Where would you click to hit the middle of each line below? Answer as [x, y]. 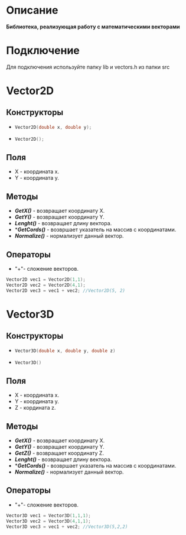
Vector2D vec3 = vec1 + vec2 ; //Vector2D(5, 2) [66, 290]
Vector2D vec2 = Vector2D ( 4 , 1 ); [46, 285]
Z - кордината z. [35, 408]
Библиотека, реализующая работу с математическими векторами [93, 27]
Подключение [43, 51]
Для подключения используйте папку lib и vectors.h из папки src [88, 67]
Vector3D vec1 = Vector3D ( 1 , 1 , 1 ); [49, 515]
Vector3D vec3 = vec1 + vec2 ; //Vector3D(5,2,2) [67, 527]
